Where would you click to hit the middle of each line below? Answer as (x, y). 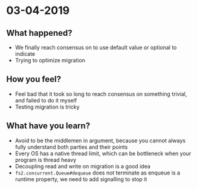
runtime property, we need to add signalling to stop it (81, 179)
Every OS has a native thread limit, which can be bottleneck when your (103, 153)
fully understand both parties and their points (71, 147)
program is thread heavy (46, 160)
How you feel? (34, 79)
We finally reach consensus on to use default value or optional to (96, 47)
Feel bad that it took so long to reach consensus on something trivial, (101, 94)
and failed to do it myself (46, 100)
